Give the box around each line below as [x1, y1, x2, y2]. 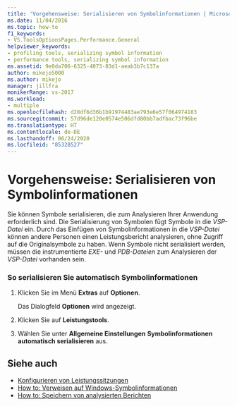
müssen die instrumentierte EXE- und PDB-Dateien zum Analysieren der [7, 247, 217, 256]
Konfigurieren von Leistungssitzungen [17, 376, 128, 385]
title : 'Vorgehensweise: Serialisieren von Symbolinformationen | [7, 10, 207, 18]
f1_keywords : [7, 30, 46, 37]
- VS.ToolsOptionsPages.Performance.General [7, 37, 140, 44]
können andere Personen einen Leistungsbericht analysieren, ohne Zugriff [7, 233, 224, 241]
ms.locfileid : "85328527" [7, 142, 83, 149]
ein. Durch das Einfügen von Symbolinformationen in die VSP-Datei [24, 225, 220, 233]
